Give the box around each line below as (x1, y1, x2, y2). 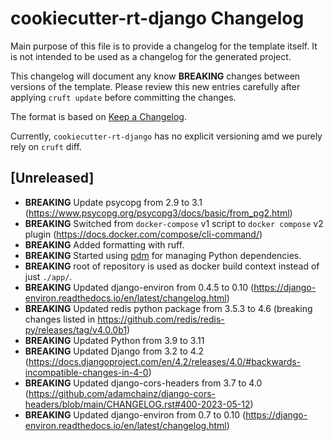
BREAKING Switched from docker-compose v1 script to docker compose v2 (24, 217, 324, 229)
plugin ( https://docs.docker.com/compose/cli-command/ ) (24, 228, 263, 240)
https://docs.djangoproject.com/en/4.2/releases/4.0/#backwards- (28, 355, 302, 367)
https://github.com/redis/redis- (97, 313, 225, 325)
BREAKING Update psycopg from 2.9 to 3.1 (24, 196, 203, 208)
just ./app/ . (24, 270, 73, 282)
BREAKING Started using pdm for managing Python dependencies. (24, 249, 302, 261)
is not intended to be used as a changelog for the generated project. (10, 50, 292, 62)
